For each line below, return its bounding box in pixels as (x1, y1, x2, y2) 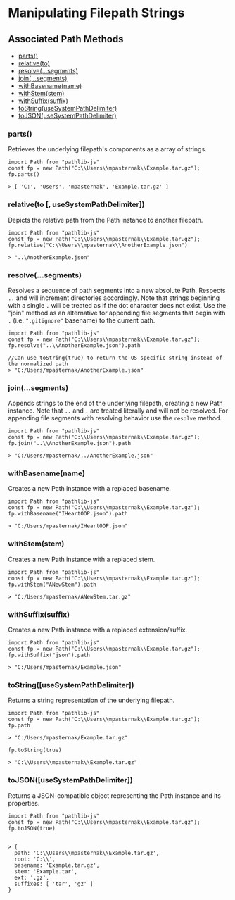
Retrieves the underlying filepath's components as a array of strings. (8, 145, 207, 154)
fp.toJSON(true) (8, 825, 56, 832)
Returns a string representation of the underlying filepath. (8, 696, 175, 705)
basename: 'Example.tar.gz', (14, 861, 100, 869)
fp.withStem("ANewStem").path (8, 581, 97, 588)
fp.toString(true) (8, 746, 62, 754)
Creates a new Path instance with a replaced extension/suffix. (8, 625, 188, 635)
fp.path (8, 722, 31, 730)
